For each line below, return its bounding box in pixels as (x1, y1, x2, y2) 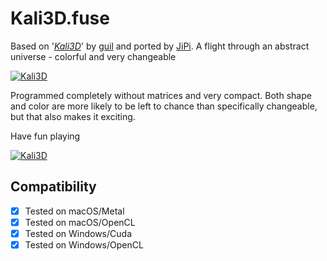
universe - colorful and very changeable (10, 50, 177, 62)
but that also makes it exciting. (10, 110, 136, 122)
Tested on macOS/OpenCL (24, 216, 136, 228)
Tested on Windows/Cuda (24, 227, 132, 239)
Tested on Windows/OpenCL (24, 238, 144, 251)
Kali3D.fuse (10, 7, 110, 30)
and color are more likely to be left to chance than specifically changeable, (10, 100, 318, 112)
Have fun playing (10, 130, 81, 142)
